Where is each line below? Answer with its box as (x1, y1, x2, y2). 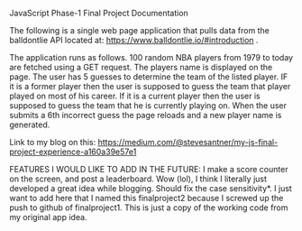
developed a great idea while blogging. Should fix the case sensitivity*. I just (9, 183, 293, 193)
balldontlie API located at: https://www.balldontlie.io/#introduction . (9, 35, 259, 45)
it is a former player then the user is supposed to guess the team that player (9, 81, 291, 91)
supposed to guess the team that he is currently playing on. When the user (9, 100, 287, 111)
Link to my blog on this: (9, 137, 96, 147)
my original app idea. (9, 212, 87, 222)
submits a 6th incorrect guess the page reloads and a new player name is (9, 110, 282, 120)
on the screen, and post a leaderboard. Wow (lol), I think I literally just (9, 173, 268, 184)
